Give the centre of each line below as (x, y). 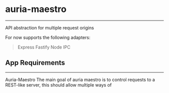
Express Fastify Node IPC (44, 47)
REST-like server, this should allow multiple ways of (59, 85)
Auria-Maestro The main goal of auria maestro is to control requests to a (80, 79)
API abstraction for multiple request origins (50, 27)
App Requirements (35, 63)
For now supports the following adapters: (48, 37)
